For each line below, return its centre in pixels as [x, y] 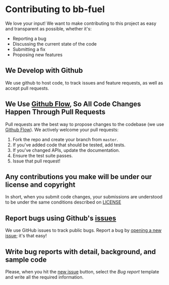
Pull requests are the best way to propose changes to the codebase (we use [85, 124]
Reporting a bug [29, 38]
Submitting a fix [29, 49]
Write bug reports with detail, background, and [80, 252]
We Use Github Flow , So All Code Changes [73, 104]
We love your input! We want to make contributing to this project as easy [81, 23]
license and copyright [40, 185]
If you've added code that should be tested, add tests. [69, 145]
